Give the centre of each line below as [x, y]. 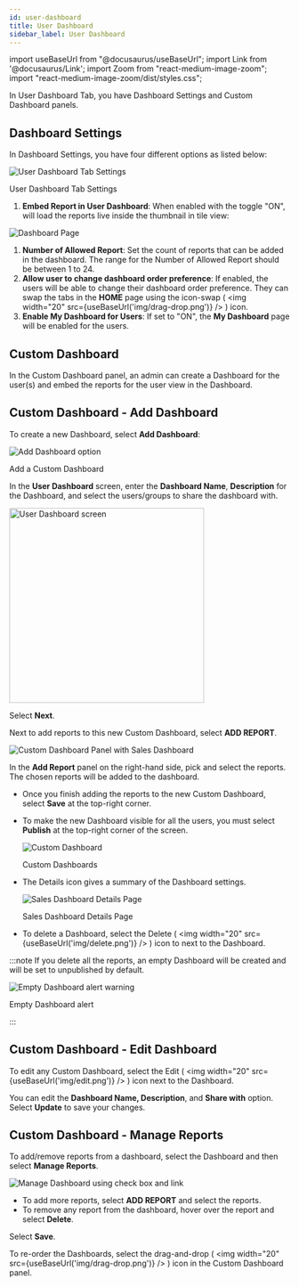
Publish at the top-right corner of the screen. [105, 830]
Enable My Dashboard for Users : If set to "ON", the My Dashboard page [156, 316]
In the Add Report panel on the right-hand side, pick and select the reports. [148, 767]
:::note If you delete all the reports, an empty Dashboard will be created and [148, 960]
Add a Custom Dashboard [57, 468]
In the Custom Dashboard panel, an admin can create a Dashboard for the [145, 375]
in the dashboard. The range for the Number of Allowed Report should [151, 260]
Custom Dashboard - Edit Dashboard [113, 1050]
